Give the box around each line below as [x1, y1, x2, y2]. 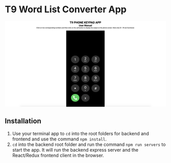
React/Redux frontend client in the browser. [12, 152, 104, 158]
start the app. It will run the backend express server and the [12, 147, 139, 153]
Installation [5, 117, 41, 126]
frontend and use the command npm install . [12, 136, 107, 142]
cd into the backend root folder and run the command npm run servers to [12, 141, 166, 147]
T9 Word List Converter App [5, 4, 126, 15]
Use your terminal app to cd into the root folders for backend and [12, 130, 149, 136]
